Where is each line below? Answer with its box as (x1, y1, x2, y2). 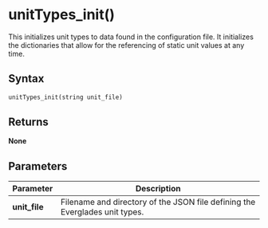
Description (135, 183, 181, 195)
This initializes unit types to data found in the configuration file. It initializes (8, 32, 254, 41)
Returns (8, 116, 49, 129)
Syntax (8, 72, 45, 85)
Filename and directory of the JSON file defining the (60, 197, 256, 208)
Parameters (8, 159, 68, 173)
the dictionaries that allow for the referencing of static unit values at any (8, 40, 245, 49)
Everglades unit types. (60, 206, 144, 218)
